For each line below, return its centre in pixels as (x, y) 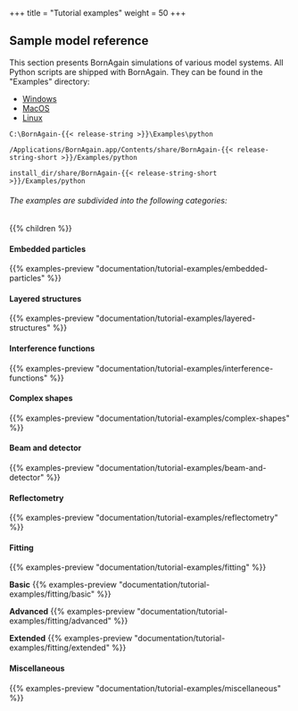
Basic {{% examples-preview (63, 585)
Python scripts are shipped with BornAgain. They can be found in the (136, 71)
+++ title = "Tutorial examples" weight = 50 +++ (98, 13)
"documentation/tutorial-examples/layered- (176, 318)
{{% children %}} (41, 229)
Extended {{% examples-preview (71, 639)
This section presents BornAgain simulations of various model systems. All (146, 63)
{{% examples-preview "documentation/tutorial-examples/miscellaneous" (145, 688)
